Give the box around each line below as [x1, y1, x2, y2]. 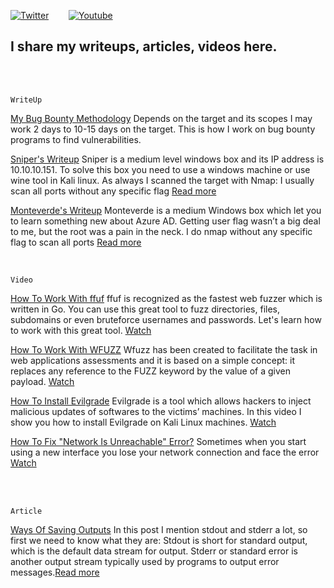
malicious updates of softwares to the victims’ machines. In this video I [10, 405, 302, 417]
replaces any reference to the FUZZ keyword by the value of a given [10, 365, 291, 377]
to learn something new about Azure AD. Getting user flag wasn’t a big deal [10, 215, 321, 227]
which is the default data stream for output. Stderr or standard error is [10, 545, 298, 557]
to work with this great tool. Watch [10, 324, 152, 336]
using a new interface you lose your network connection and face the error [10, 446, 320, 458]
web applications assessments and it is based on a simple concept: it [10, 354, 295, 366]
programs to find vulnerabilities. [10, 133, 142, 145]
